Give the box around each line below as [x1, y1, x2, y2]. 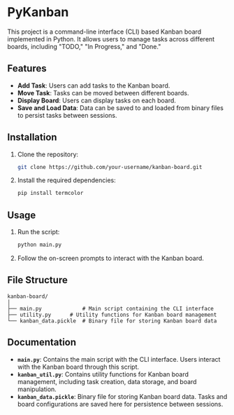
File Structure [7, 274, 68, 286]
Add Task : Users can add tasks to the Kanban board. [17, 81, 170, 90]
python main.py [17, 241, 62, 249]
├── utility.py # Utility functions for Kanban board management [7, 311, 217, 318]
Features [7, 62, 47, 74]
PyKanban [7, 4, 69, 20]
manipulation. [17, 385, 57, 393]
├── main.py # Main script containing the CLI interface [7, 305, 214, 312]
